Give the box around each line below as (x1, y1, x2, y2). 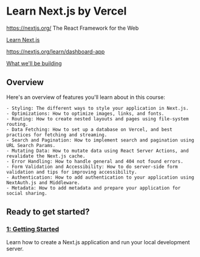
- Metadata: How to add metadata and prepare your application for (6, 185, 181, 191)
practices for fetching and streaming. (6, 132, 108, 138)
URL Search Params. (6, 142, 56, 148)
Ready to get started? (6, 207, 90, 217)
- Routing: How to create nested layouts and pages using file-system (6, 115, 189, 122)
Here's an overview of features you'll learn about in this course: (6, 93, 165, 101)
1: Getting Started (6, 225, 60, 233)
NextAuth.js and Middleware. (6, 179, 80, 186)
